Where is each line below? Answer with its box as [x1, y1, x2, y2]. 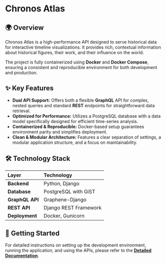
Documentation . [5, 253, 40, 259]
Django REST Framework [44, 204, 102, 211]
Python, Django [44, 180, 80, 187]
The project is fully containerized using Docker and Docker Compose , [5, 59, 149, 65]
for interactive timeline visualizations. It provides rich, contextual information [5, 44, 161, 50]
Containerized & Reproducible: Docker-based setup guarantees [12, 124, 145, 130]
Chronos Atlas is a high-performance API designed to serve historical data [5, 39, 157, 45]
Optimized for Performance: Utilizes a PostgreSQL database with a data [12, 113, 161, 119]
